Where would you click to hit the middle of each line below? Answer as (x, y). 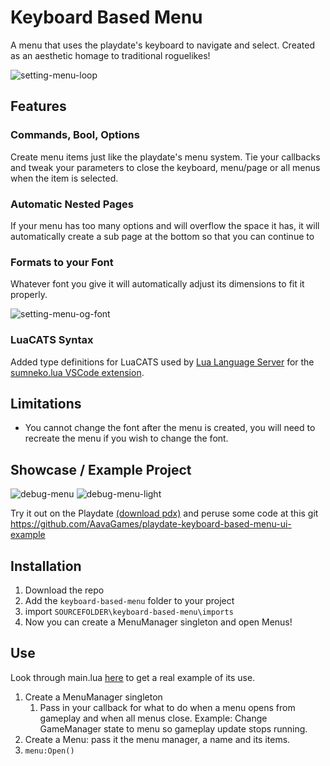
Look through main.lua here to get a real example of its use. (133, 677)
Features (38, 106)
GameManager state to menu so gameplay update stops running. (173, 728)
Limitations (46, 403)
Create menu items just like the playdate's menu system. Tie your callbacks (165, 157)
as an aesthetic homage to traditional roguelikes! (110, 55)
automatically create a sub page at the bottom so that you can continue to (162, 236)
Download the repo (64, 590)
